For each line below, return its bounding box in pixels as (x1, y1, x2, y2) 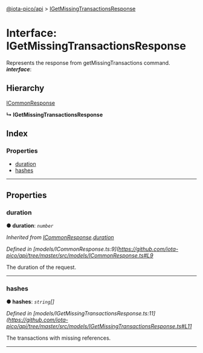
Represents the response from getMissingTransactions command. (6, 59, 170, 66)
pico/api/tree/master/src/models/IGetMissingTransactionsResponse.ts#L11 (6, 323, 192, 330)
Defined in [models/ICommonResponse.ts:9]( (6, 245, 119, 253)
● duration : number (6, 222, 54, 229)
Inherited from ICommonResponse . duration (6, 234, 114, 241)
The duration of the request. (6, 263, 77, 271)
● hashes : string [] (6, 298, 54, 305)
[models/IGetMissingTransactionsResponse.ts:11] (33, 310, 156, 317)
